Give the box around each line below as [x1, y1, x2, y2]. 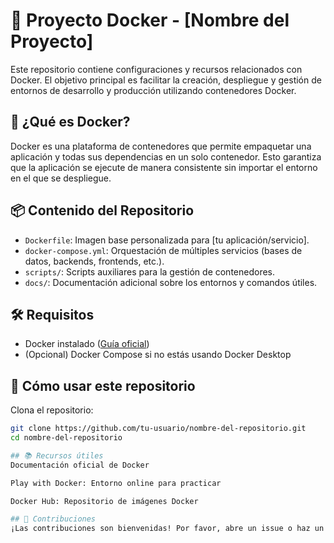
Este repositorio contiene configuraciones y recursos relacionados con [10, 63, 303, 75]
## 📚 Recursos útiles [10, 450, 104, 461]
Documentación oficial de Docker [10, 460, 150, 470]
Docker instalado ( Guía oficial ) [24, 338, 150, 350]
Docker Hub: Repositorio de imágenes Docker [10, 496, 199, 506]
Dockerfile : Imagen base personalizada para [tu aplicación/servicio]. [24, 234, 310, 246]
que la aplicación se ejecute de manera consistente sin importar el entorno [10, 161, 318, 173]
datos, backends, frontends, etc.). [24, 255, 165, 267]
